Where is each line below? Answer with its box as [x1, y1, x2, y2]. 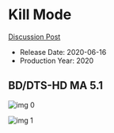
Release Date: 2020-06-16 [19, 47, 107, 57]
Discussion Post [8, 32, 61, 41]
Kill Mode [8, 6, 72, 24]
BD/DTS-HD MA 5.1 [8, 79, 104, 92]
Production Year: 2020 [19, 56, 94, 65]
